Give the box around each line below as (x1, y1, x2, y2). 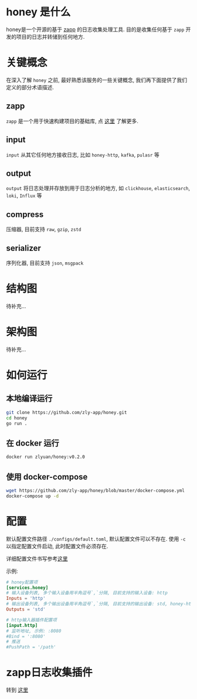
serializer (6, 243, 41, 253)
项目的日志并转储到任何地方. (16, 33, 85, 40)
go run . (6, 420, 28, 426)
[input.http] (6, 622, 38, 628)
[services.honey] (6, 585, 49, 591)
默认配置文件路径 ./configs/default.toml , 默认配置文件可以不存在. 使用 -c (6, 535, 186, 542)
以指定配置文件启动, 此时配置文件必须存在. (6, 542, 108, 549)
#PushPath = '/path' (6, 644, 57, 650)
